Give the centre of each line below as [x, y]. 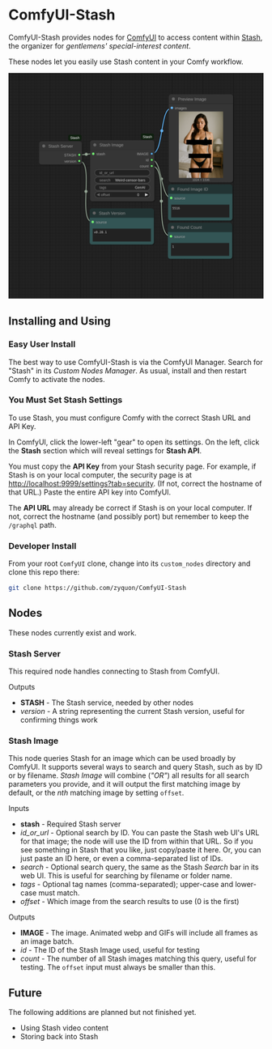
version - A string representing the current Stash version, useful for [132, 711]
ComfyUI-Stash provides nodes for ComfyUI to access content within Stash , [136, 37]
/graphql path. [32, 524]
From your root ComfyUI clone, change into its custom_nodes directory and [130, 563]
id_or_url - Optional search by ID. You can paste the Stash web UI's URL [140, 833]
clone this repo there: [44, 572]
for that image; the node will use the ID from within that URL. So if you [136, 841]
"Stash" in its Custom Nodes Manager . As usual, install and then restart [127, 371]
